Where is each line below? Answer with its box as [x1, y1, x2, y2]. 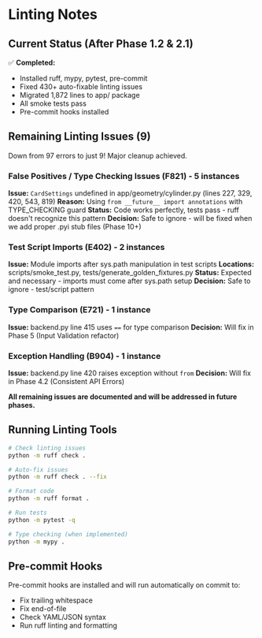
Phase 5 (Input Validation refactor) [8, 330, 120, 340]
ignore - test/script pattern [8, 285, 94, 294]
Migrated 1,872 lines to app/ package [19, 91, 140, 99]
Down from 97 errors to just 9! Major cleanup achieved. [8, 151, 187, 160]
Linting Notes [8, 6, 98, 24]
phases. [8, 401, 35, 409]
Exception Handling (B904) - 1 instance [8, 350, 161, 361]
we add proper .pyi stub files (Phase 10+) [8, 222, 142, 232]
